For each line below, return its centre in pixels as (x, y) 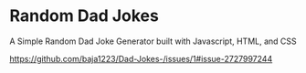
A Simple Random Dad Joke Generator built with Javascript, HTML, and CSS (153, 41)
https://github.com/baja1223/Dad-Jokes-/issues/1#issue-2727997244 (141, 58)
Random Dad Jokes (84, 16)
